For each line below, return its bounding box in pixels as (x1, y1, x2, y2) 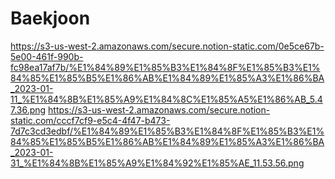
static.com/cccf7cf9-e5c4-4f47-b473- (10, 114, 171, 126)
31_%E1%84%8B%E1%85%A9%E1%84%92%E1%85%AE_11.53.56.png (10, 157, 305, 169)
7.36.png (10, 103, 47, 116)
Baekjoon (10, 7, 91, 30)
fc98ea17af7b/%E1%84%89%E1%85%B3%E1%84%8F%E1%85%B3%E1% (10, 61, 321, 73)
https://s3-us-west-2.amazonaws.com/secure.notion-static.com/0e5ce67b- (10, 40, 325, 52)
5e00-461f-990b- (10, 50, 84, 62)
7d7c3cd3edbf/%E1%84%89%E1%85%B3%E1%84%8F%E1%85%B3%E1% (10, 125, 325, 137)
